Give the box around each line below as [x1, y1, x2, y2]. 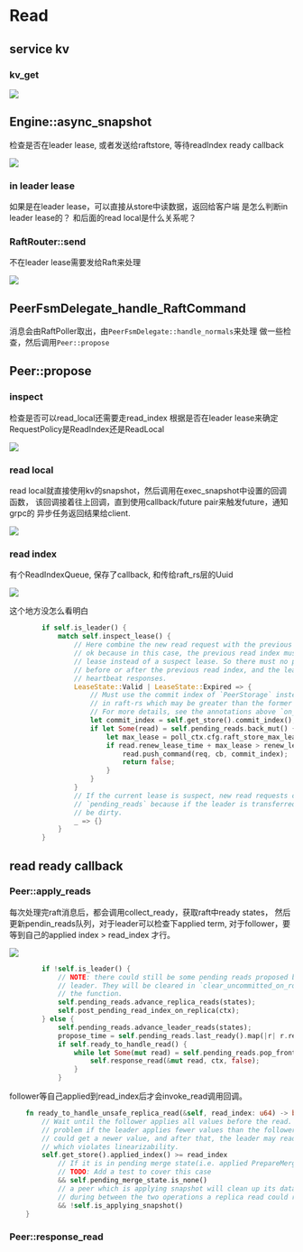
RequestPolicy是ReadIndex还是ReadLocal [9, 423, 165, 434]
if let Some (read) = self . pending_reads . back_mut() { [89, 723, 297, 733]
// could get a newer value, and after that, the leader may [41, 1134, 277, 1143]
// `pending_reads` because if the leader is [73, 799, 248, 808]
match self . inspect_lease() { [57, 632, 171, 641]
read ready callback [9, 858, 124, 873]
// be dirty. [73, 808, 124, 817]
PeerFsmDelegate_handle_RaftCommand [9, 300, 246, 316]
